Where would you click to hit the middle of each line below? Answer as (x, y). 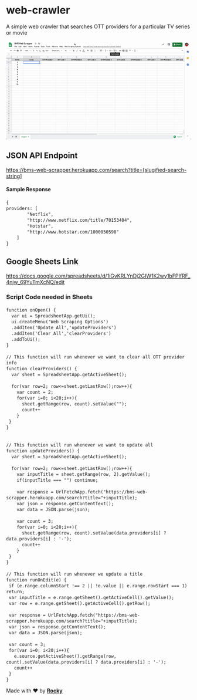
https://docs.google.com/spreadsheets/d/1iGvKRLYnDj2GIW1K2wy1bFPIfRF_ (98, 276)
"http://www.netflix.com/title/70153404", (80, 220)
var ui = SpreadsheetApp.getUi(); (53, 316)
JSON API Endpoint (42, 156)
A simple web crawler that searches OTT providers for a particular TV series (98, 26)
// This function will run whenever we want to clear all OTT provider (95, 357)
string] (14, 176)
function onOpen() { (31, 310)
